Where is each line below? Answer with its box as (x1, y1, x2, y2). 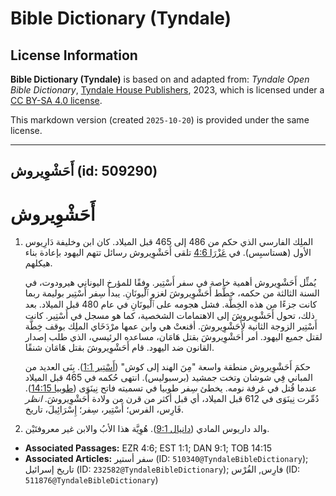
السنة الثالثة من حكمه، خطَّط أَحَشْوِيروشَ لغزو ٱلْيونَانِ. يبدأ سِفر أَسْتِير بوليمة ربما (24, 287, 320, 299)
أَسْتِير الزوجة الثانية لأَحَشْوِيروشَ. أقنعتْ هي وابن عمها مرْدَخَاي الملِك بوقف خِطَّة (24, 320, 318, 332)
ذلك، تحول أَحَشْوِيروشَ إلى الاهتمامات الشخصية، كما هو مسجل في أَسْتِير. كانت (24, 310, 315, 322)
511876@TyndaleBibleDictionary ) (24, 474, 159, 486)
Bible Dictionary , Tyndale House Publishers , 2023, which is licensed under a (10, 84, 325, 96)
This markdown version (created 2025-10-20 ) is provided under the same (10, 114, 310, 126)
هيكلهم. (24, 257, 53, 269)
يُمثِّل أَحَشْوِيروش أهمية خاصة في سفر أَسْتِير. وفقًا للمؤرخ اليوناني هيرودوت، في (24, 277, 317, 289)
